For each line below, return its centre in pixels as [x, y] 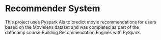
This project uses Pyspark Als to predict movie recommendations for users [81, 22]
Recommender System [53, 9]
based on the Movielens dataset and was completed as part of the [72, 27]
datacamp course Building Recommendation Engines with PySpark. [73, 32]
